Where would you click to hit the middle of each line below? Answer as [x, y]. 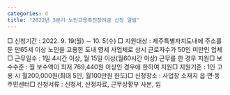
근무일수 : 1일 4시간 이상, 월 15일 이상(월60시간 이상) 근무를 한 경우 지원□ [115, 58]
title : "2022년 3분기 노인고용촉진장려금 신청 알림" [74, 20]
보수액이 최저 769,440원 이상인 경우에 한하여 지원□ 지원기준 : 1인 [126, 67]
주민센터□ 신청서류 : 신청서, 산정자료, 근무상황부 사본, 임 [84, 84]
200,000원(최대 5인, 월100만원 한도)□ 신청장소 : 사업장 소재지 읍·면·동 [124, 75]
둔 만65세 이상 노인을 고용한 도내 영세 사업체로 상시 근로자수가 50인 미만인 [108, 49]
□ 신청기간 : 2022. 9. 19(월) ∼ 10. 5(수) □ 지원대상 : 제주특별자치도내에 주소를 [115, 41]
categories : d [28, 14]
